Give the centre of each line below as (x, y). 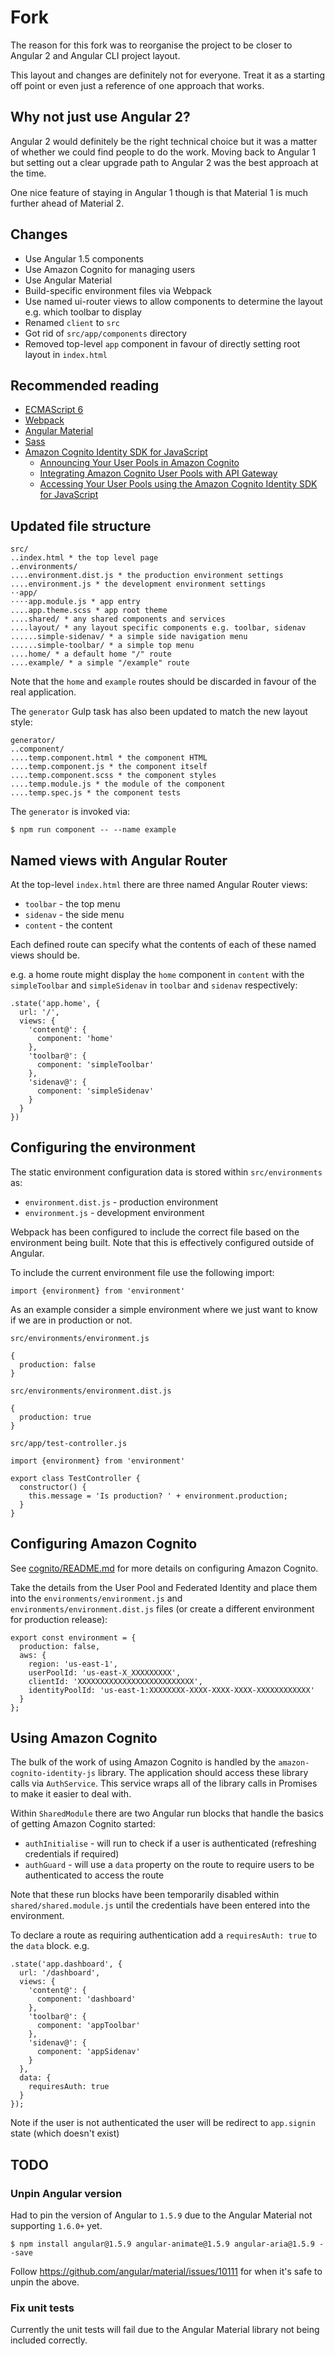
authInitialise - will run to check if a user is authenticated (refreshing (170, 1843)
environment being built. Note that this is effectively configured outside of (162, 1242)
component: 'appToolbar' (88, 2026)
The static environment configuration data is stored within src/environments (166, 1172)
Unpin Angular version (66, 2193)
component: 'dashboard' (86, 1999)
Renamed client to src (72, 322)
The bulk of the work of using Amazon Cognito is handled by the (143, 1762)
